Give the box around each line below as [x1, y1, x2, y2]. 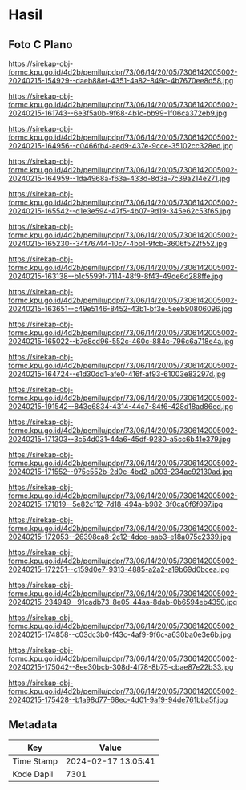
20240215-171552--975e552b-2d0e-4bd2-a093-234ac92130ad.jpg [8, 467, 233, 476]
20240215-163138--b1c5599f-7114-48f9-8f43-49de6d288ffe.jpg [8, 271, 223, 281]
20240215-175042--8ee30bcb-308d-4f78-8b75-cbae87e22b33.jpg [8, 662, 234, 671]
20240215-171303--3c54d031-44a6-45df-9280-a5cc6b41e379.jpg [8, 435, 231, 444]
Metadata [8, 718, 58, 731]
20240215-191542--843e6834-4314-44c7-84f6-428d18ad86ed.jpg [8, 402, 234, 411]
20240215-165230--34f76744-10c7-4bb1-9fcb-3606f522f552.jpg [8, 239, 228, 248]
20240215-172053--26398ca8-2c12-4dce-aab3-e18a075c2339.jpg [8, 532, 232, 541]
